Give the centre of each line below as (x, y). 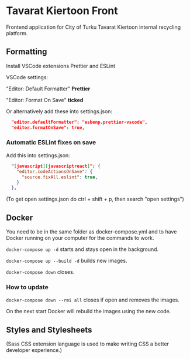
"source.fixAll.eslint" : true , (60, 177)
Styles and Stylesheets (49, 330)
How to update (27, 287)
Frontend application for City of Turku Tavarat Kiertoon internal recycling (94, 27)
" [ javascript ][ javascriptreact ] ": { (56, 166)
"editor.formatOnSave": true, (48, 127)
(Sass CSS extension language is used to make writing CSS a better (88, 344)
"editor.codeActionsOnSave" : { (55, 171)
